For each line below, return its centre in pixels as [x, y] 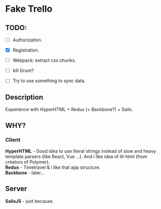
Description [24, 97]
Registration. [26, 50]
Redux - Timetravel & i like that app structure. [53, 167]
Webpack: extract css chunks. [44, 60]
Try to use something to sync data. [49, 81]
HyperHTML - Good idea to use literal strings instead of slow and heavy [81, 151]
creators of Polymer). [27, 162]
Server [16, 189]
